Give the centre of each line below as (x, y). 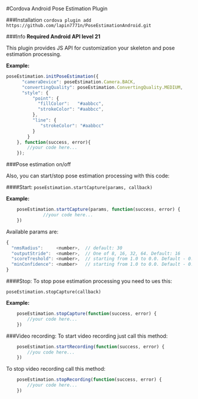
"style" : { (35, 93)
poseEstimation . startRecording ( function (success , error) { (91, 347)
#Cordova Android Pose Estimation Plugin (57, 9)
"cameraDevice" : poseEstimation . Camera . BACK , (78, 82)
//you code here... (51, 352)
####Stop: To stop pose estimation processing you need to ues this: (89, 281)
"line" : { (44, 120)
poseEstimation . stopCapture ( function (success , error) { (87, 314)
